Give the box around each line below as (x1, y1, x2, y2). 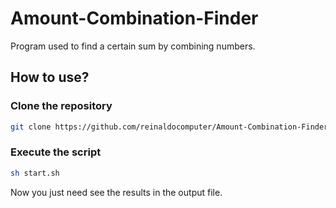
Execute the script (10, 145, 102, 159)
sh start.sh (10, 168, 60, 178)
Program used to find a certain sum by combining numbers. (10, 40, 256, 52)
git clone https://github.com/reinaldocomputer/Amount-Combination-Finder (10, 122, 329, 132)
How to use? (10, 69, 90, 86)
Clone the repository (10, 99, 113, 113)
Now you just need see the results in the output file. (10, 186, 223, 198)
